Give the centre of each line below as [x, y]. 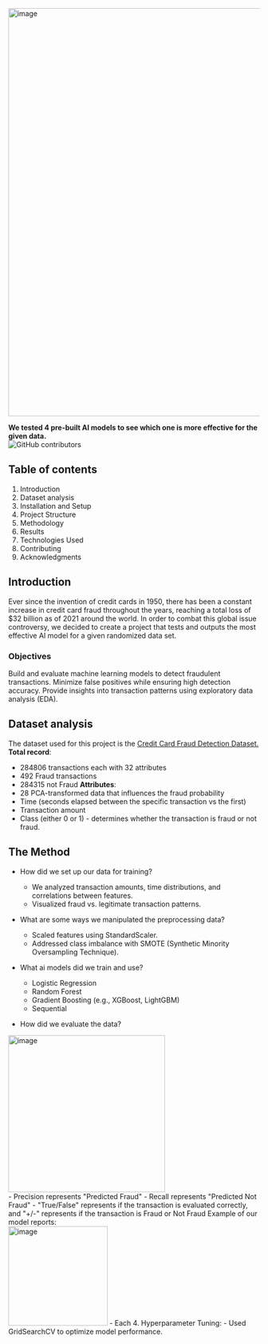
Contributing [40, 548]
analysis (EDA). [33, 698]
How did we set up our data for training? [86, 871]
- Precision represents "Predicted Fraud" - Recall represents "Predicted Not [132, 1196]
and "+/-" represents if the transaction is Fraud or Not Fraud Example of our [133, 1213]
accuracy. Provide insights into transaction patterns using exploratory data [131, 690]
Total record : [30, 752]
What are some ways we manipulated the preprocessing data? [122, 919]
